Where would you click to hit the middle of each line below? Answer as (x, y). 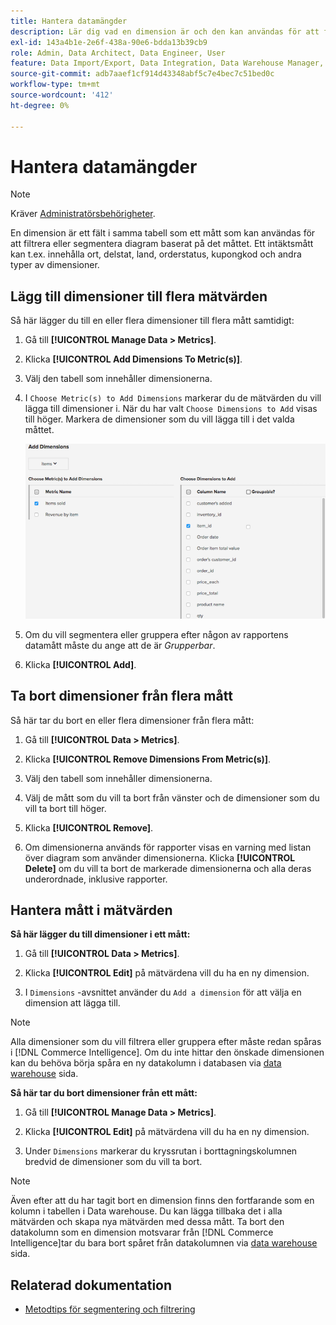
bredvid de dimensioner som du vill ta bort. (113, 1162)
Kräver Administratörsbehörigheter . (83, 214)
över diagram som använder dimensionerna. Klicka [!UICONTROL (160, 857)
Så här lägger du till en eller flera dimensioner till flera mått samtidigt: (152, 321)
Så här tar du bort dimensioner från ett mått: (104, 1093)
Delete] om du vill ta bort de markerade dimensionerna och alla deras (168, 868)
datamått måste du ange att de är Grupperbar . (120, 645)
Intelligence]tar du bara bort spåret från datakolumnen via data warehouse (164, 1243)
